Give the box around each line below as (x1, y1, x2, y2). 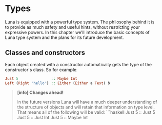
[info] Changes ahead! (17, 89, 64, 95)
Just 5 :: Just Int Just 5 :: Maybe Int (17, 114, 88, 120)
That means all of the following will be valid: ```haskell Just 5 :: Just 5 (17, 109, 155, 115)
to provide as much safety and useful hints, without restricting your (5, 24, 140, 30)
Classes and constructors (5, 49, 85, 57)
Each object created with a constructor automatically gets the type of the (5, 61, 152, 67)
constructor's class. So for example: (5, 67, 78, 72)
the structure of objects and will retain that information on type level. (17, 104, 155, 110)
